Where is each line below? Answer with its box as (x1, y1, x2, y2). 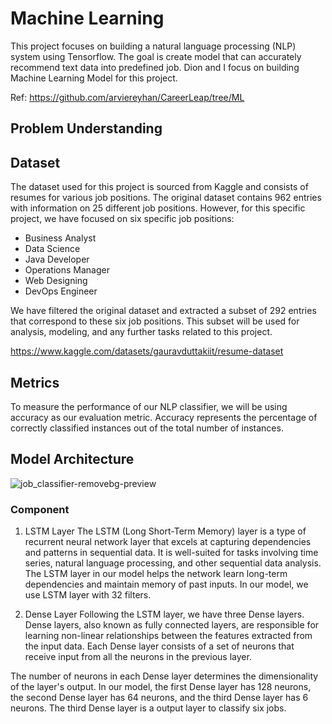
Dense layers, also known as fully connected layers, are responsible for (24, 619, 320, 631)
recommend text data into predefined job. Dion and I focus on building (10, 61, 300, 73)
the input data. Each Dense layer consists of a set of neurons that (24, 640, 295, 652)
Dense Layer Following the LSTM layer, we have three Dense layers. (24, 608, 305, 621)
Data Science (24, 243, 81, 255)
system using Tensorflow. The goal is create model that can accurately (10, 50, 302, 62)
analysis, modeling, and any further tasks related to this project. (10, 326, 273, 338)
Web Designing (24, 275, 88, 287)
